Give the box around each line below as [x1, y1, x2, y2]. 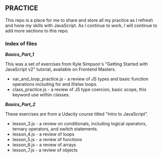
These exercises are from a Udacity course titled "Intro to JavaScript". [5, 111, 149, 117]
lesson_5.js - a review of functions [12, 137, 83, 143]
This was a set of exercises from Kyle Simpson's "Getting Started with [5, 61, 148, 67]
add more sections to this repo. [5, 27, 69, 34]
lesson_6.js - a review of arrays [12, 142, 76, 148]
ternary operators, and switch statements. [12, 126, 98, 132]
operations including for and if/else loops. [12, 81, 98, 87]
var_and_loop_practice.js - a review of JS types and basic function [12, 76, 149, 82]
